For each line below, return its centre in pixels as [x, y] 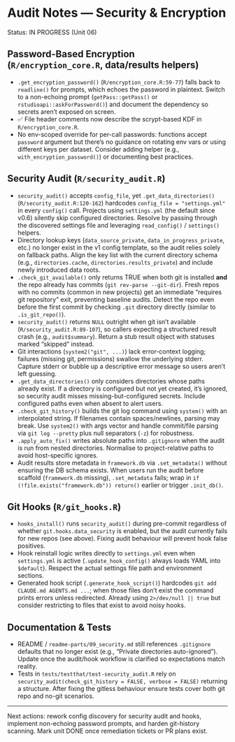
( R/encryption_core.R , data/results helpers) [103, 65]
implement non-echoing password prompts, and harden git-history [104, 724]
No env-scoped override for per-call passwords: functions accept [112, 134]
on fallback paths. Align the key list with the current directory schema [117, 255]
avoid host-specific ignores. [58, 455]
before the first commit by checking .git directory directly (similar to [116, 307]
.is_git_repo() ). [42, 314]
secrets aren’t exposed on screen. [66, 111]
